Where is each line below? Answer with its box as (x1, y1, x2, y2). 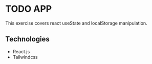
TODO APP (5, 3, 52, 15)
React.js (12, 48, 30, 54)
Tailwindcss (12, 54, 38, 60)
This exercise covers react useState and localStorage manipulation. (5, 20, 147, 26)
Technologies (5, 35, 50, 44)
